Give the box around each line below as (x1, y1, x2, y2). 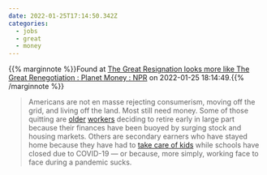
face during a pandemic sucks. (28, 157, 132, 167)
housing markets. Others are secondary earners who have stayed (28, 131, 248, 142)
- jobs (15, 27, 38, 35)
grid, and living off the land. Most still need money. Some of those (28, 106, 249, 116)
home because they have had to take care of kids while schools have (28, 140, 260, 150)
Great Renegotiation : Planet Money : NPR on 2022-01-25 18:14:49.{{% (8, 73, 245, 83)
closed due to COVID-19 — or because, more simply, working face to (28, 149, 259, 159)
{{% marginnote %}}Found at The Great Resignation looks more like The (8, 64, 250, 74)
